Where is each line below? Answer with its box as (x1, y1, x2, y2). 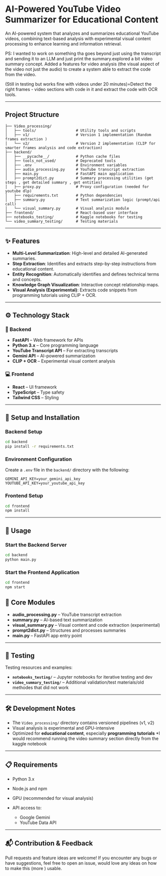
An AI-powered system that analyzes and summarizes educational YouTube (5, 30, 159, 36)
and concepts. (12, 276, 42, 282)
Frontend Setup (5, 492, 43, 499)
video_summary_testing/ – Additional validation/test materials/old (12, 679, 144, 686)
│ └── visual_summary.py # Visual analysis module (5, 206, 129, 211)
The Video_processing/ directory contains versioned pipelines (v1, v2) (12, 720, 155, 726)
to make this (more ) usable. (5, 865, 62, 871)
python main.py (5, 557, 37, 562)
